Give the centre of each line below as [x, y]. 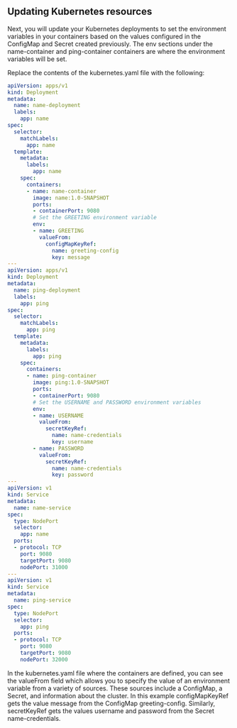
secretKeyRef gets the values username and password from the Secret [111, 711]
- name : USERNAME [58, 415]
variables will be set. [37, 59]
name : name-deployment [47, 106]
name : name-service [43, 508]
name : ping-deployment [47, 290]
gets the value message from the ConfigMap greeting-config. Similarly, [111, 703]
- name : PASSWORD [58, 448]
